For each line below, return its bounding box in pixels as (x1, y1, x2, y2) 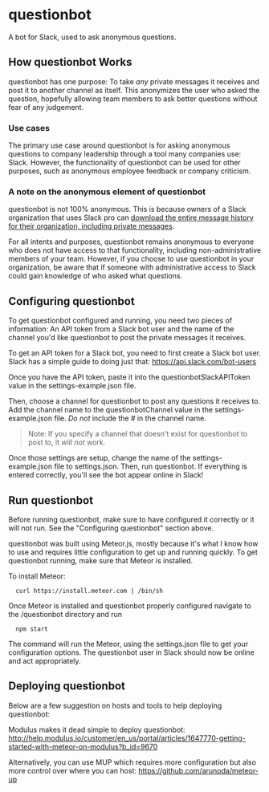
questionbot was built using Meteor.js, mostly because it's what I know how (8, 538, 259, 548)
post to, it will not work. (27, 437, 106, 447)
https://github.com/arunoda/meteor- (137, 766, 259, 775)
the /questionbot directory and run (8, 609, 123, 619)
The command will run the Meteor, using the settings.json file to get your (8, 639, 249, 648)
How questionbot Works (8, 55, 132, 69)
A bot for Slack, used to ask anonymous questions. (8, 32, 177, 42)
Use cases (8, 122, 51, 133)
